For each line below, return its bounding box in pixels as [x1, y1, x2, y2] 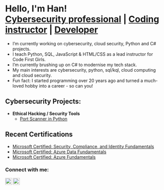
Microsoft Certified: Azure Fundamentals [12, 154, 96, 160]
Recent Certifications [5, 130, 73, 139]
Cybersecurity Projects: [5, 97, 81, 106]
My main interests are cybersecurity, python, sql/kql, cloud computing [12, 67, 156, 73]
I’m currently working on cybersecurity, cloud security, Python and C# [12, 40, 157, 46]
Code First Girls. [12, 56, 46, 62]
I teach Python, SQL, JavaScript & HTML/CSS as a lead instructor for [12, 51, 153, 57]
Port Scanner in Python [19, 115, 68, 122]
